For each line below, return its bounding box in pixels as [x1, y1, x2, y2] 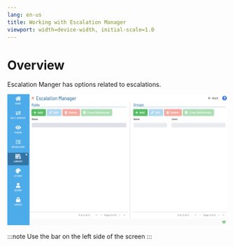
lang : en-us [7, 11, 42, 18]
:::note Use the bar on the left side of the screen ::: [7, 232, 152, 241]
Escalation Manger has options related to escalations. [7, 81, 161, 89]
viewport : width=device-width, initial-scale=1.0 [7, 26, 155, 33]
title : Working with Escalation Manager [7, 18, 127, 26]
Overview [7, 57, 65, 73]
